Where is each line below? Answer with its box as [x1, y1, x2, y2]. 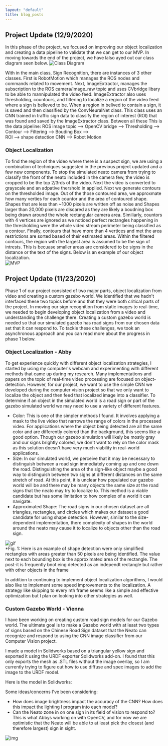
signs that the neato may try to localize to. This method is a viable [12, 487, 148, 494]
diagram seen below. [5, 60, 49, 66]
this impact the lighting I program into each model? [12, 704, 118, 710]
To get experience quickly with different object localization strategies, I [5, 360, 152, 366]
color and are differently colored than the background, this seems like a [12, 429, 160, 435]
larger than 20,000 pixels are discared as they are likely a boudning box [5, 206, 153, 212]
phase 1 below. [5, 336, 36, 342]
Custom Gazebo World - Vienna [5, 605, 84, 612]
